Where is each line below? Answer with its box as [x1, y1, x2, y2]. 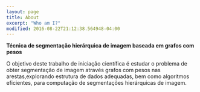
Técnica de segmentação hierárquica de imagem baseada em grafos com [6, 42, 195, 49]
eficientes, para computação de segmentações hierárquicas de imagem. [6, 79, 187, 87]
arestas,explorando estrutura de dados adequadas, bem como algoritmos [6, 73, 190, 80]
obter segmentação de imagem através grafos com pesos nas [6, 67, 161, 74]
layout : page [6, 8, 39, 15]
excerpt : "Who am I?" [6, 20, 61, 26]
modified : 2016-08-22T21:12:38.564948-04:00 [6, 25, 120, 32]
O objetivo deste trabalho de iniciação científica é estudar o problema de [6, 60, 188, 67]
